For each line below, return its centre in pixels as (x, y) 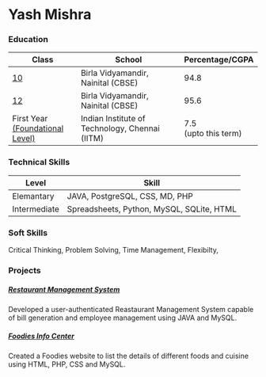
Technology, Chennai (120, 128)
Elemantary (33, 196)
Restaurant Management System (64, 289)
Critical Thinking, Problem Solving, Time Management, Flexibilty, (114, 250)
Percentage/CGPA (219, 59)
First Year (30, 119)
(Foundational (38, 128)
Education (28, 40)
